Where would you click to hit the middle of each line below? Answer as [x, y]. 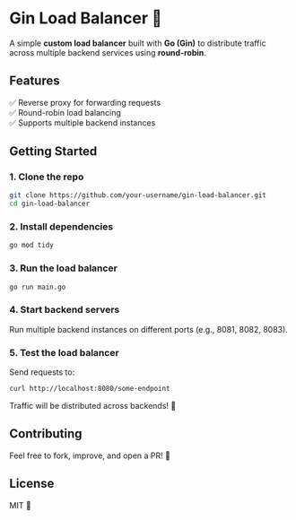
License [32, 484]
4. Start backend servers [65, 310]
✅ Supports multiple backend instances [83, 122]
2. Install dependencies [61, 227]
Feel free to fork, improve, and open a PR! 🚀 [90, 455]
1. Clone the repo [47, 177]
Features [35, 81]
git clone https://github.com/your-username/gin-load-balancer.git [138, 195]
